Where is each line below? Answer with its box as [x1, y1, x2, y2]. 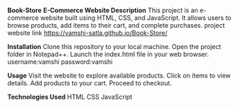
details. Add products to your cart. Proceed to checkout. [7, 79, 173, 87]
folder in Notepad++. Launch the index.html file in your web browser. [7, 50, 210, 58]
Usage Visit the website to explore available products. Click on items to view [7, 71, 231, 80]
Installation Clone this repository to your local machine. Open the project [7, 43, 222, 50]
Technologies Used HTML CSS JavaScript [7, 92, 133, 101]
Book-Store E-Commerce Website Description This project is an [7, 6, 199, 14]
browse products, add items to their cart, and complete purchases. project [7, 21, 225, 29]
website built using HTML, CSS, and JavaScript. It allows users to [40, 13, 232, 22]
